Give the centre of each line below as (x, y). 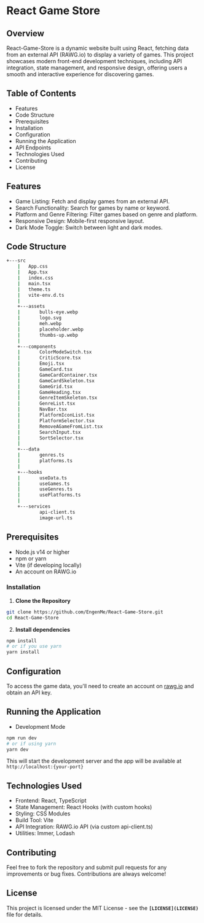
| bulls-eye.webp (48, 312)
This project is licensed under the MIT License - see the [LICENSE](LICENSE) (103, 908)
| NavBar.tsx (42, 409)
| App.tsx (33, 272)
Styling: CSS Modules (43, 814)
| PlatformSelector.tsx (56, 421)
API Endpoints (33, 147)
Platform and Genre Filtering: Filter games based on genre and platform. (106, 214)
